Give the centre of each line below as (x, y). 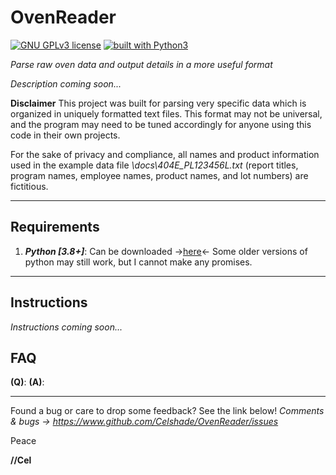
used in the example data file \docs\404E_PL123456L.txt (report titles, (154, 165)
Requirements (55, 227)
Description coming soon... (66, 83)
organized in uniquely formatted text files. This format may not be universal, (166, 113)
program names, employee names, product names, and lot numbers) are (159, 175)
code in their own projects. (65, 135)
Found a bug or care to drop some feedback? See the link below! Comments (167, 411)
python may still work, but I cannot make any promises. (138, 262)
